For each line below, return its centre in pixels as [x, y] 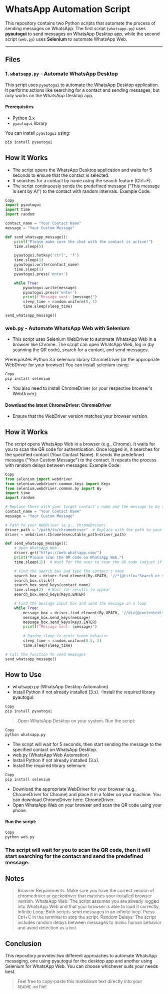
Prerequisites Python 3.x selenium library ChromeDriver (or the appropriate [82, 360]
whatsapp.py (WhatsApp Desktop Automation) [60, 687]
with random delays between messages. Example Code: [63, 465]
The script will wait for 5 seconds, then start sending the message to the [87, 744]
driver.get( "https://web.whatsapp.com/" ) [58, 553]
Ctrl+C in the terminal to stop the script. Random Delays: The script [86, 917]
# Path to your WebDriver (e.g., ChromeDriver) [56, 525]
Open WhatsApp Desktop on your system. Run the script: [76, 721]
